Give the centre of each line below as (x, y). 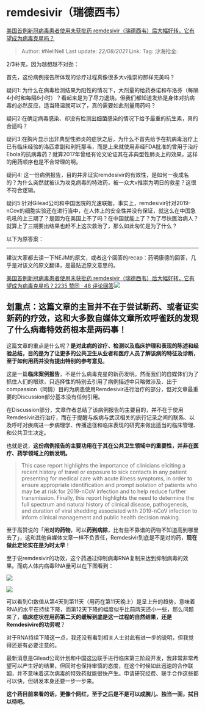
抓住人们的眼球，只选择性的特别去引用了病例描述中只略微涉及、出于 (92, 381)
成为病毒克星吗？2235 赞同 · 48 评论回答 (63, 286)
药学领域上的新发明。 (44, 453)
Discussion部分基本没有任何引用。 (60, 397)
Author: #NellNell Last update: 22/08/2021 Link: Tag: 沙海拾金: (99, 51)
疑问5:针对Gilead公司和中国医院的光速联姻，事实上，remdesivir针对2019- (99, 203)
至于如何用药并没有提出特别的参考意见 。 (57, 361)
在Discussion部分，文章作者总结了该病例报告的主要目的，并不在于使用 (95, 410)
